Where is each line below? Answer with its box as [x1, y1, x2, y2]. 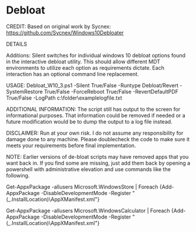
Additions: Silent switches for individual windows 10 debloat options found [6, 52, 186, 59]
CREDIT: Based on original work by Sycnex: [6, 23, 111, 30]
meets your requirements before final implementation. [6, 142, 136, 149]
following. [6, 172, 30, 179]
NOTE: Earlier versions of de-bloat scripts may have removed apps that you [6, 153, 189, 160]
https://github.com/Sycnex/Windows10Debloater [6, 29, 124, 36]
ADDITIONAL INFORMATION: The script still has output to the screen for [6, 105, 181, 112]
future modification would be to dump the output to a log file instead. [6, 118, 173, 125]
